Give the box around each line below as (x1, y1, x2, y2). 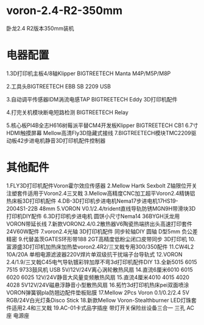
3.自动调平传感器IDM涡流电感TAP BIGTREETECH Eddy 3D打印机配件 (6, 95, 178, 103)
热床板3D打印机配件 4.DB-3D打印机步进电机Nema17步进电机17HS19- (6, 197, 178, 205)
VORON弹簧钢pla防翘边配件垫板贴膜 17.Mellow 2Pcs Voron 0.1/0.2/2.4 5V (6, 288, 190, 296)
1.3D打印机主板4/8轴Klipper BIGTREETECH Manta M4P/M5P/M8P (6, 70, 171, 77)
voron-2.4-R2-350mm (6, 4, 123, 18)
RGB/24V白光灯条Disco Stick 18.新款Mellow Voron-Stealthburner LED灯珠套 (6, 296, 197, 304)
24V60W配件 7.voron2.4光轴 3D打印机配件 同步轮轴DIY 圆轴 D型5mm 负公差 (6, 227, 198, 235)
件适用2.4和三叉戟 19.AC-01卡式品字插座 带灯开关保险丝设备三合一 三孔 (6, 304, 186, 312)
